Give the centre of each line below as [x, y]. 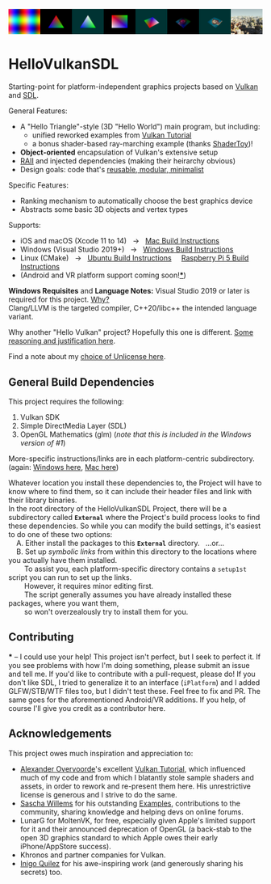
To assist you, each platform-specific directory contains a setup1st [135, 569]
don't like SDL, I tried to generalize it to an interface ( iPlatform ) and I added [134, 682]
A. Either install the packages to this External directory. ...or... [120, 543]
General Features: [38, 111]
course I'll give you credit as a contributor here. [87, 708]
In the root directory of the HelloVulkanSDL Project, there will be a [118, 508]
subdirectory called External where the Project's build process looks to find [134, 517]
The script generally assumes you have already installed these [128, 594]
